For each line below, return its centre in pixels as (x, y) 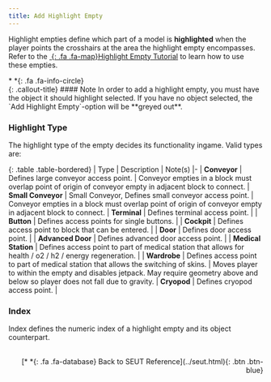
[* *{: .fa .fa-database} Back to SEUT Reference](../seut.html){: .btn (133, 362)
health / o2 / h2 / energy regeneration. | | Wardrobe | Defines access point (133, 255)
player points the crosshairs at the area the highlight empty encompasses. (132, 47)
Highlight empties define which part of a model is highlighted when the (127, 39)
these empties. (33, 65)
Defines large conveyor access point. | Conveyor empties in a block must (130, 178)
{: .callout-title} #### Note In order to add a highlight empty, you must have (134, 89)
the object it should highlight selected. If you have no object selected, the (131, 97)
